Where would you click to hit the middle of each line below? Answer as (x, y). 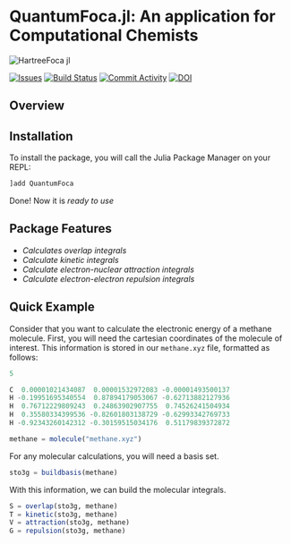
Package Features (60, 229)
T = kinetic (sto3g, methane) (64, 514)
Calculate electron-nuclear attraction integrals (108, 269)
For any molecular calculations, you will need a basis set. (114, 456)
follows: (24, 357)
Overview (37, 106)
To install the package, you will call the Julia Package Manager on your (140, 157)
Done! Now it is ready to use (62, 201)
